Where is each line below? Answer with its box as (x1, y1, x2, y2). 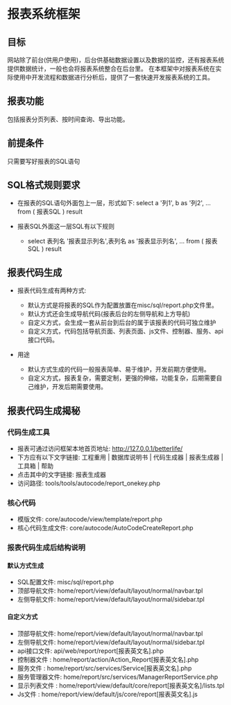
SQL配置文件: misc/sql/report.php (17, 578, 114, 586)
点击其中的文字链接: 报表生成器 (17, 470, 106, 478)
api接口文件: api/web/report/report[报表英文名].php (17, 646, 164, 655)
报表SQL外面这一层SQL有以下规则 (17, 223, 115, 231)
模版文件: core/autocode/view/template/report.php (17, 515, 163, 523)
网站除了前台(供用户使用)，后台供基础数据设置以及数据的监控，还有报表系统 (7, 56, 225, 64)
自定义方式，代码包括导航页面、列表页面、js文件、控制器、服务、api (27, 327, 224, 336)
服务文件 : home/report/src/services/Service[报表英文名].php (17, 663, 192, 672)
